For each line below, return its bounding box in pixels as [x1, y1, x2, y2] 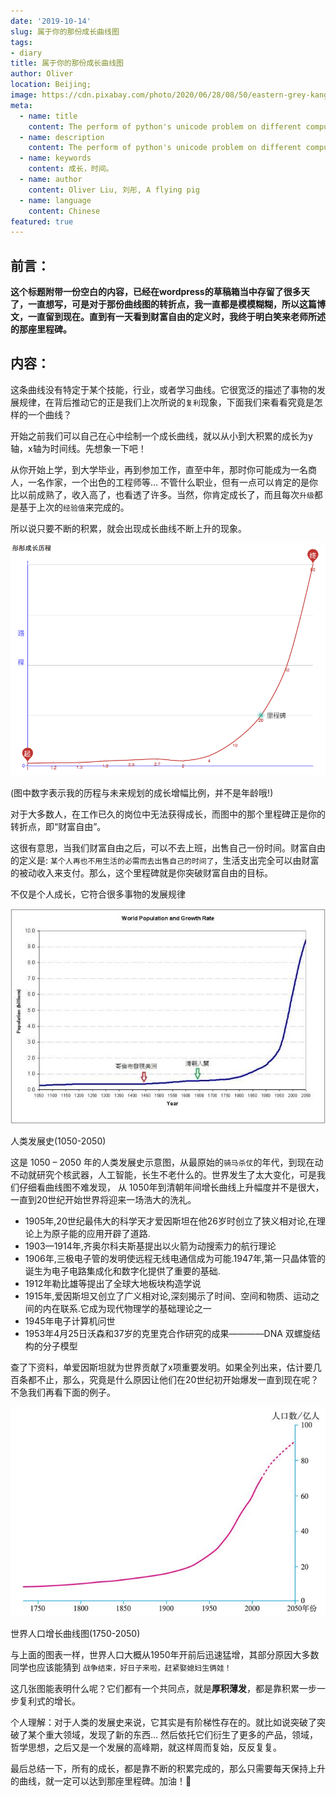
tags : [10, 37, 33, 47]
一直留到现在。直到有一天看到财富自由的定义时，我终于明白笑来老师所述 [27, 311, 326, 323]
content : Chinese [28, 206, 101, 216]
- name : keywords [19, 153, 92, 164]
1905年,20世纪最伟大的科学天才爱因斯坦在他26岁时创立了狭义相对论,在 [24, 1215, 317, 1227]
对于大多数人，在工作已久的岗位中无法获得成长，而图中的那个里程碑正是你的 [10, 808, 326, 820]
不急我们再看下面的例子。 [10, 1386, 116, 1398]
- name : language [19, 195, 92, 205]
